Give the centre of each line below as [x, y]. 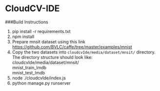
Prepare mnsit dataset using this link [49, 41]
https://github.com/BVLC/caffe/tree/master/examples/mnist [72, 47]
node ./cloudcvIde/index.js [39, 78]
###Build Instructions [27, 22]
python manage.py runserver [41, 83]
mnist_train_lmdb [29, 67]
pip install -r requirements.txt [41, 31]
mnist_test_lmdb [29, 73]
